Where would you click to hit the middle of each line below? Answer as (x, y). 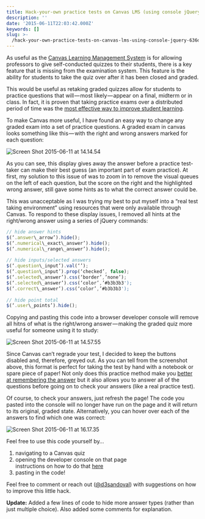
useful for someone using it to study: (52, 330)
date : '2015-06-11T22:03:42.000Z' (50, 23)
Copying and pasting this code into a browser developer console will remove (103, 318)
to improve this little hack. (39, 491)
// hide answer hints (34, 232)
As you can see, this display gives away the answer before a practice (93, 163)
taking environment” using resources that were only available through (94, 208)
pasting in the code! (40, 473)
